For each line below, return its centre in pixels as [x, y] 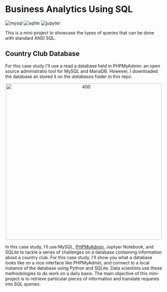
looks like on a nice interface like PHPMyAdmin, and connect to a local [77, 262]
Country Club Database [42, 54]
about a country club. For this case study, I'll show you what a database [79, 257]
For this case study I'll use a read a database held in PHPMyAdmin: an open [83, 65]
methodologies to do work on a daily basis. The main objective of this [77, 273]
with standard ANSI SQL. [31, 38]
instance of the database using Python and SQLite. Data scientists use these [84, 268]
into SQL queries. [23, 284]
